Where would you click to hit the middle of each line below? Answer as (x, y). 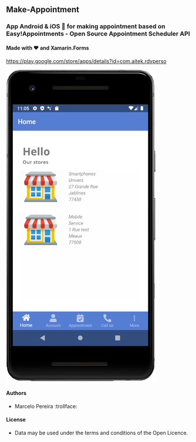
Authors (16, 393)
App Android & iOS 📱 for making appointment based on (86, 27)
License (16, 420)
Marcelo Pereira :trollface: (46, 406)
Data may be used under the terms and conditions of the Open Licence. (101, 433)
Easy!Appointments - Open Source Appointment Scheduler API (98, 34)
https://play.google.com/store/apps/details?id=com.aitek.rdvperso (86, 61)
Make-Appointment (43, 10)
